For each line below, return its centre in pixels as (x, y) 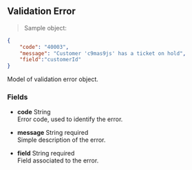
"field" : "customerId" (50, 60)
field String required (46, 153)
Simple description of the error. (61, 140)
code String (34, 112)
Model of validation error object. (53, 79)
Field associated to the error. (58, 160)
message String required (53, 133)
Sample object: (45, 28)
